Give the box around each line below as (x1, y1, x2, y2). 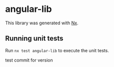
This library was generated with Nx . (5, 20, 78, 26)
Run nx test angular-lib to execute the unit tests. (5, 47, 109, 53)
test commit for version (5, 57, 53, 63)
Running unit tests (5, 34, 63, 43)
